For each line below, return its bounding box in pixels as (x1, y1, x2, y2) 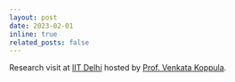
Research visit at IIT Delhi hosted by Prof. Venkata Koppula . (9, 62, 227, 73)
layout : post (9, 12, 58, 22)
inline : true (9, 29, 58, 38)
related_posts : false (9, 37, 90, 47)
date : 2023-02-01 (9, 21, 74, 30)
